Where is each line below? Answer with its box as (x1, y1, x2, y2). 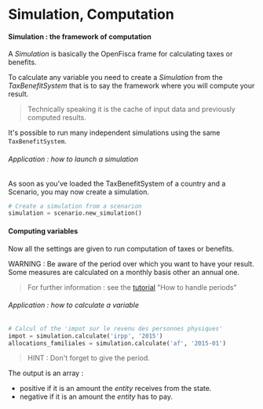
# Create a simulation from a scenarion (8, 202, 143, 210)
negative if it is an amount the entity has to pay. (19, 392, 174, 401)
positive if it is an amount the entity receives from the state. (19, 384, 212, 393)
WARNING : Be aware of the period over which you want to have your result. (8, 259, 255, 268)
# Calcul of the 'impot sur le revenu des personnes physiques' (8, 324, 223, 332)
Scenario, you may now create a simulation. (8, 186, 149, 197)
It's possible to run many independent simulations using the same (8, 128, 221, 138)
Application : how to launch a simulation (8, 154, 139, 164)
